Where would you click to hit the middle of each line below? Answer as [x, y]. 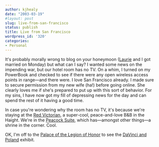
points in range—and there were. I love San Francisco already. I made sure [79, 80]
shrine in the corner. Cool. [31, 125]
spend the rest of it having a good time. [44, 100]
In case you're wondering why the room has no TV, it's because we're [75, 110]
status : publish [21, 28]
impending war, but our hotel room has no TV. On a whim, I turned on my [78, 69]
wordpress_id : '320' [26, 37]
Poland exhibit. [20, 140]
